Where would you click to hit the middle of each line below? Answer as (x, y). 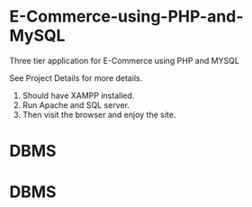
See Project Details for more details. (76, 77)
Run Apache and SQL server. (76, 104)
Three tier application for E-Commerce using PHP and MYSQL (125, 60)
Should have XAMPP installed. (78, 95)
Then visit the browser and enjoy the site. (99, 114)
